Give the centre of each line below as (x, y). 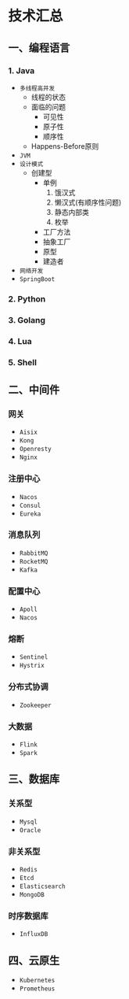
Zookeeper (36, 705)
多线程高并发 (37, 88)
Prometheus (37, 989)
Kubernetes (37, 981)
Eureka (30, 514)
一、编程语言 (39, 48)
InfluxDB (34, 934)
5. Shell (23, 362)
